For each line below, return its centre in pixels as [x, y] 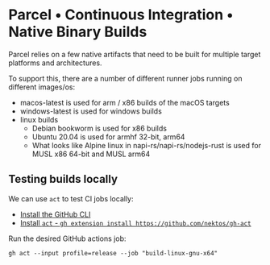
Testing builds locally [63, 179]
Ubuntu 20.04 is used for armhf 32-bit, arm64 [108, 137]
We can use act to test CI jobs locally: [71, 198]
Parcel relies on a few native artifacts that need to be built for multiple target [135, 54]
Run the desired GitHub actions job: [67, 238]
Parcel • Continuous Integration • [121, 15]
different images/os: [42, 87]
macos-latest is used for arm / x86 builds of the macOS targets [125, 102]
